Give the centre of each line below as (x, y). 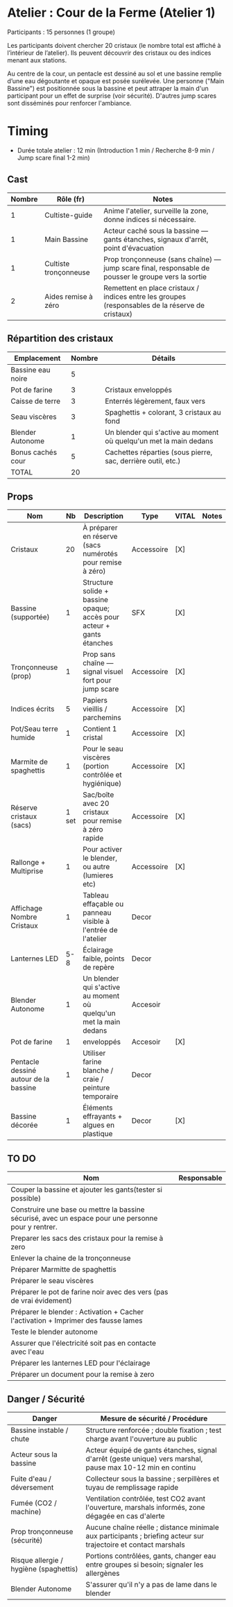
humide (23, 738)
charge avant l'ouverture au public (141, 1438)
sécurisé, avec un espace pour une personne (84, 1219)
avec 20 (96, 804)
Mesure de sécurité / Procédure (154, 1418)
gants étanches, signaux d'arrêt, (156, 239)
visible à (96, 922)
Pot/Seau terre (34, 729)
